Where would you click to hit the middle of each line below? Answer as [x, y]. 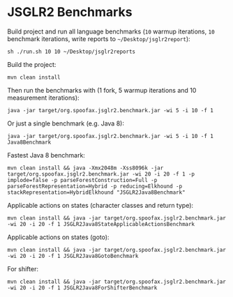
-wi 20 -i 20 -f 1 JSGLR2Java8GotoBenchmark [73, 256]
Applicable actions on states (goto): [58, 237]
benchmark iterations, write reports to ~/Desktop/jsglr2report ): [99, 38]
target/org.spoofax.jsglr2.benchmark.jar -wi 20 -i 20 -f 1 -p [101, 174]
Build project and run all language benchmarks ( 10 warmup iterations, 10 [111, 31]
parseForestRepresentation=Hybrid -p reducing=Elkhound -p [95, 186]
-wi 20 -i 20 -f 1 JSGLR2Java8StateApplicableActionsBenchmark [101, 224]
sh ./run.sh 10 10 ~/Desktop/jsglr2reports [72, 52]
